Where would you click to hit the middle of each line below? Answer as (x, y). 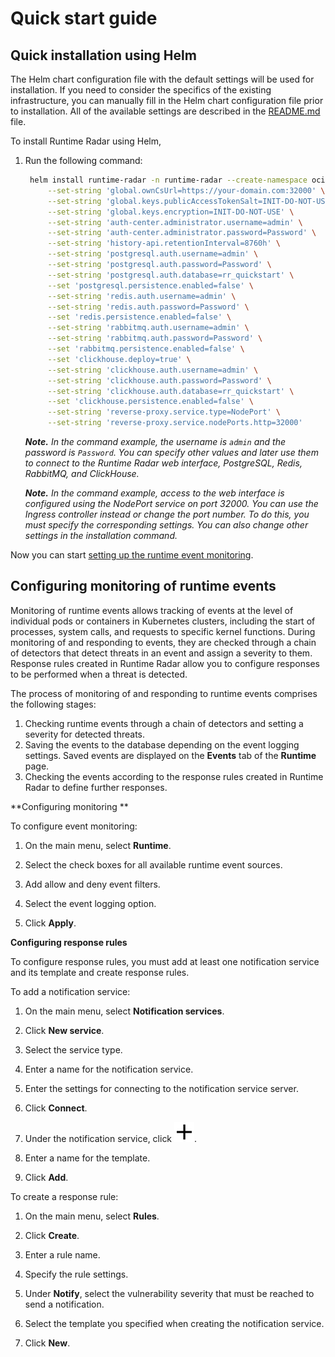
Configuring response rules (69, 942)
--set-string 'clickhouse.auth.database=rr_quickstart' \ (171, 391)
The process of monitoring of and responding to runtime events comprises (164, 693)
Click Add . (46, 1177)
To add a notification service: (70, 991)
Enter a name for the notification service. (109, 1069)
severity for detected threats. (85, 734)
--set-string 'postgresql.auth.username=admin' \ (153, 254)
